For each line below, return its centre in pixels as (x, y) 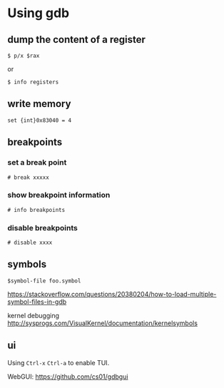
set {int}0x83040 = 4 (40, 120)
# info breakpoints (36, 210)
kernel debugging (33, 315)
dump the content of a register (77, 40)
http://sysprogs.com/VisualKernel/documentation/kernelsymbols (103, 323)
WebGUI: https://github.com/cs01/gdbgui (68, 377)
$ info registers (33, 82)
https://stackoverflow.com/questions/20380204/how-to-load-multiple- (112, 294)
